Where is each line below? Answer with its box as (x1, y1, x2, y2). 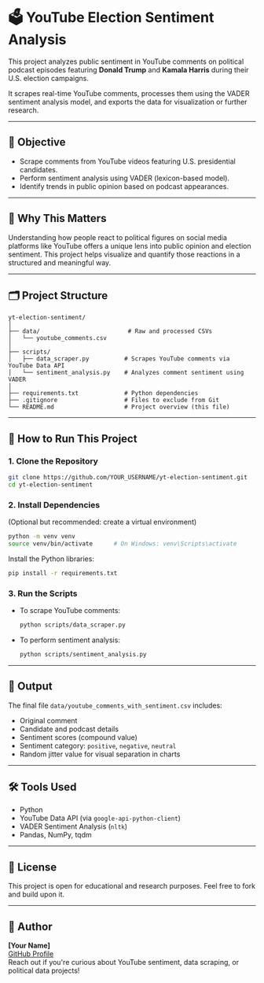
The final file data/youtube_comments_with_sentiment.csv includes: (8, 700, 222, 710)
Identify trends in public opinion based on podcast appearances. (19, 181, 229, 191)
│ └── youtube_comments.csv (8, 334, 108, 342)
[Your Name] (8, 941, 51, 951)
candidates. (19, 164, 58, 174)
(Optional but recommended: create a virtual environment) (8, 517, 197, 527)
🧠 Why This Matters (8, 212, 107, 225)
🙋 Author (8, 920, 53, 933)
